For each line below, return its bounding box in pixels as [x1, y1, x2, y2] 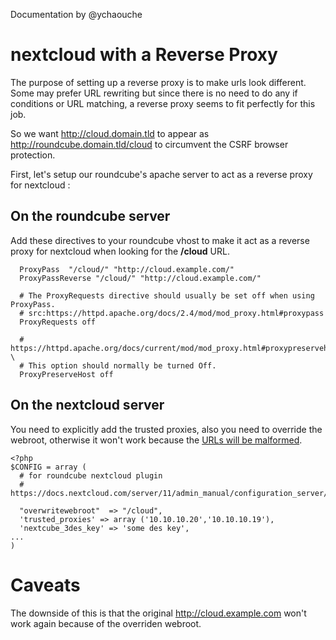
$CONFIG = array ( [10, 462, 87, 472]
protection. [10, 149, 56, 161]
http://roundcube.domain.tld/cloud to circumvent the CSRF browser [10, 138, 289, 150]
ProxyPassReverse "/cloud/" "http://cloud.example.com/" [19, 273, 262, 283]
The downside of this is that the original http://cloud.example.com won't [10, 607, 307, 619]
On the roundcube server [10, 208, 171, 225]
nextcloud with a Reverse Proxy [10, 44, 278, 66]
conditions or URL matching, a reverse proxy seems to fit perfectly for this [10, 97, 316, 109]
